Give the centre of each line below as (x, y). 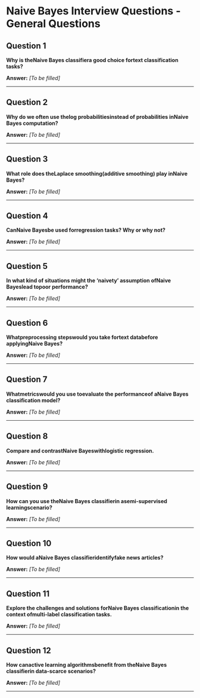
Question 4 (27, 216)
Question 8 (27, 437)
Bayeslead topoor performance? (47, 287)
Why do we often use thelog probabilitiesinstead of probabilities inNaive (97, 117)
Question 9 (27, 487)
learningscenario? (29, 507)
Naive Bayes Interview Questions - (93, 11)
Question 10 (29, 543)
